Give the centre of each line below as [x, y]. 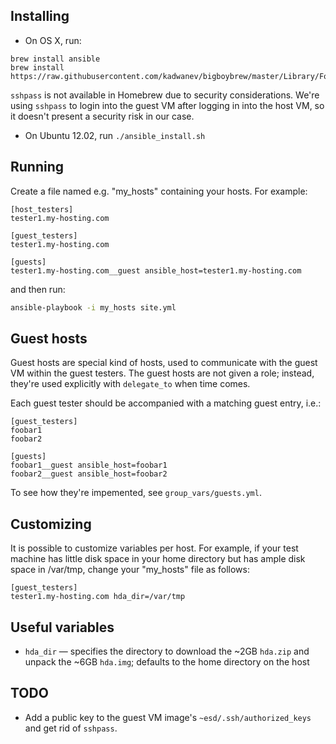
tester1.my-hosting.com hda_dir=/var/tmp [98, 597]
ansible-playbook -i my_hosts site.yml [93, 307]
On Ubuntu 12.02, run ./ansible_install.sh [115, 135]
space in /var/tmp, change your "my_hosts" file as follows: [130, 570]
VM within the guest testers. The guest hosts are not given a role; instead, [162, 373]
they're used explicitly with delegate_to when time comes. [130, 384]
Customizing [51, 524]
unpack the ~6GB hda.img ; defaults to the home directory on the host [167, 661]
